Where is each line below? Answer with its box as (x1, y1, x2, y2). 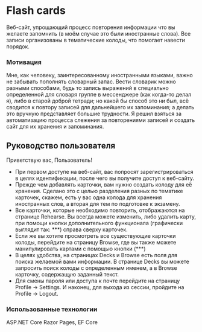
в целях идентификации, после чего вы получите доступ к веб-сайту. (14, 174, 195, 182)
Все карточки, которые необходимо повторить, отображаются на (14, 206, 185, 214)
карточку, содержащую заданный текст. (14, 271, 119, 278)
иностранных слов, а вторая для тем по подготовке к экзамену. (14, 200, 180, 208)
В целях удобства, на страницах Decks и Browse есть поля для (14, 252, 178, 259)
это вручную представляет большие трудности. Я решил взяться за (6, 110, 182, 118)
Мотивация (6, 58, 42, 66)
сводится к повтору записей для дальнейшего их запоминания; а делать (6, 104, 195, 111)
